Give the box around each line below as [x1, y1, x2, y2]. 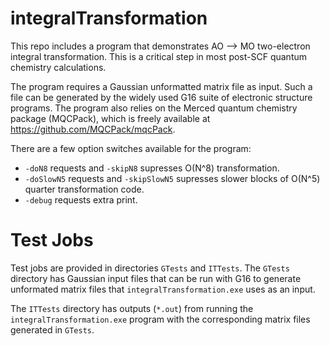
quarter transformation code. [24, 183, 145, 195]
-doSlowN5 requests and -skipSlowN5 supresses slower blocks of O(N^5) [24, 172, 321, 184]
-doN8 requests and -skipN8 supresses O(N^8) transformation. [24, 162, 280, 174]
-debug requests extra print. [24, 193, 138, 206]
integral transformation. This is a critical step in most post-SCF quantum [10, 50, 308, 62]
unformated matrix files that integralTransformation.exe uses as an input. [10, 283, 316, 295]
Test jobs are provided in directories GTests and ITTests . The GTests [10, 262, 290, 274]
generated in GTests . [10, 323, 95, 336]
